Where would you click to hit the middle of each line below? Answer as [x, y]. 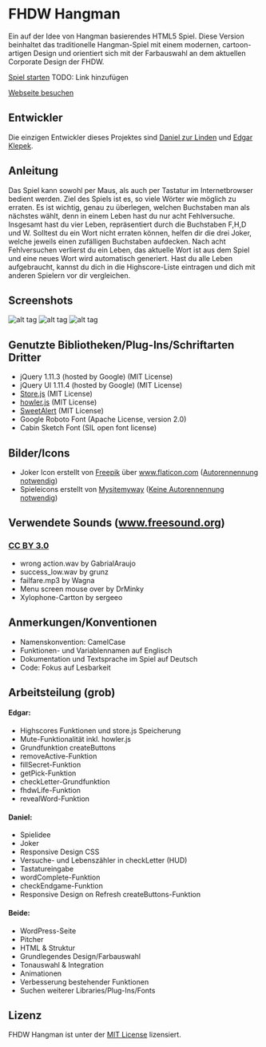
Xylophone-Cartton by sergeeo [71, 597]
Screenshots [41, 300]
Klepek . [21, 146]
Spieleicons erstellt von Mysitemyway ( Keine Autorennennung [122, 489]
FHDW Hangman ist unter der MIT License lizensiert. [95, 1035]
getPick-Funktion [48, 773]
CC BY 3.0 [29, 546]
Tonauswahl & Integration [62, 964]
